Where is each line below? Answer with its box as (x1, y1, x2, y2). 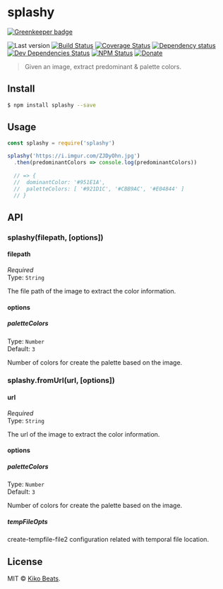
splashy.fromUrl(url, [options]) (7, 375, 115, 385)
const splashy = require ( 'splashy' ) (7, 140, 115, 147)
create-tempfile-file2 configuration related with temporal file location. (7, 535, 210, 544)
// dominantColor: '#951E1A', (13, 178, 106, 186)
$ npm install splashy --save (7, 102, 97, 109)
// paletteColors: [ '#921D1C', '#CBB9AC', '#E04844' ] (13, 185, 185, 193)
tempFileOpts (7, 517, 48, 526)
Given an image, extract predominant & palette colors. (24, 62, 182, 71)
